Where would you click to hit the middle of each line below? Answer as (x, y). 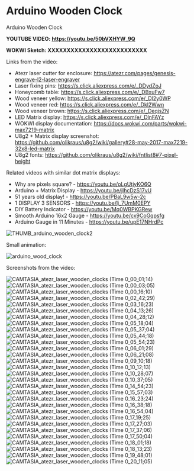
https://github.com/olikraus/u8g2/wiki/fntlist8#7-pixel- (112, 154)
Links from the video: (32, 62)
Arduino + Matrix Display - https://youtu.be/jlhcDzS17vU (83, 190)
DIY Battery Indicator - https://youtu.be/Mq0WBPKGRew (83, 209)
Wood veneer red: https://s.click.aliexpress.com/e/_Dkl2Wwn (89, 104)
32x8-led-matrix (35, 149)
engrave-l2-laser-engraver (47, 79)
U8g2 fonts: (29, 154)
